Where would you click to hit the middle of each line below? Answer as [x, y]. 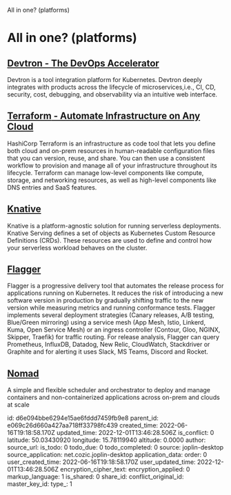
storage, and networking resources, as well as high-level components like [112, 180]
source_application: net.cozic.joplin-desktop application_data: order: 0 [107, 455]
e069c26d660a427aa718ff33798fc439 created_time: [83, 425]
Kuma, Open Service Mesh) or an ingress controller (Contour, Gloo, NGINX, [114, 330]
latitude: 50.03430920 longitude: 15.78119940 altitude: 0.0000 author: [107, 440]
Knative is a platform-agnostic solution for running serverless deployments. [114, 225]
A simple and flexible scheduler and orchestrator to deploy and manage [109, 390]
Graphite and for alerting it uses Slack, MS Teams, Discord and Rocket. [108, 352]
